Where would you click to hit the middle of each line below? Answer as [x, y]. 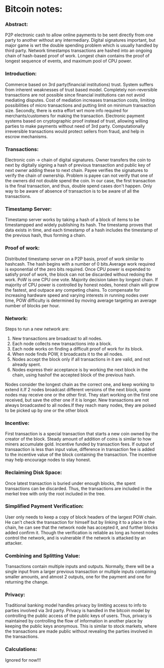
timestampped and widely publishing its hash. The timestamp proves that [79, 225]
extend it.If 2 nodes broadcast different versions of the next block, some [78, 389]
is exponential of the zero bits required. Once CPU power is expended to [78, 269]
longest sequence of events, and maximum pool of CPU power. [69, 61]
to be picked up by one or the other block [47, 410]
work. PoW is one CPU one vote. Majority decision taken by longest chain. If [82, 279]
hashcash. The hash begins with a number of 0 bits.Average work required [80, 264]
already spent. [27, 364]
